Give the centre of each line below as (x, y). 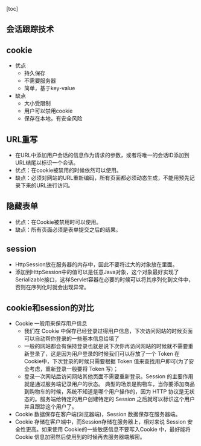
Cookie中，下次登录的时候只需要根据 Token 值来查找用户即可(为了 (106, 361)
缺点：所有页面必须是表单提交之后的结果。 (68, 229)
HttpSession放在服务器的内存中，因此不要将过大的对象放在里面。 (96, 264)
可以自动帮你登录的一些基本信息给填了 (72, 339)
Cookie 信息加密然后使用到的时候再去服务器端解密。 (80, 437)
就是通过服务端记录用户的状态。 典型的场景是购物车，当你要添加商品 (109, 384)
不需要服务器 (40, 80)
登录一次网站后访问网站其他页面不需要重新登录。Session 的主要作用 (109, 376)
